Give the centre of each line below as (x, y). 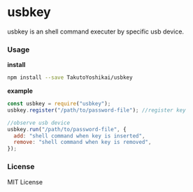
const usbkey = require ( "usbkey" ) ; (59, 104)
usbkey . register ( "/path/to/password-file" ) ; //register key (97, 110)
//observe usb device (39, 123)
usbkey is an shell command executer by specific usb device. (95, 31)
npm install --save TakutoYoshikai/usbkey (70, 77)
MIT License (25, 182)
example (20, 91)
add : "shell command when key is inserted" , (79, 136)
